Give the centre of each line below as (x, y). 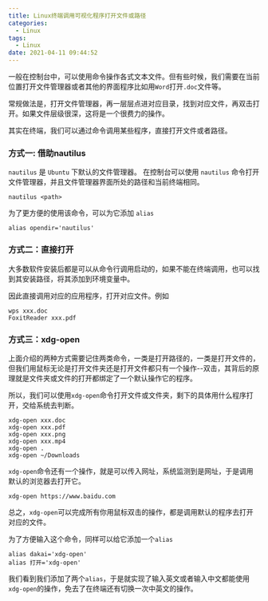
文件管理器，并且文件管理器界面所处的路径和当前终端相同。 (106, 182)
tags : (17, 38)
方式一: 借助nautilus (47, 153)
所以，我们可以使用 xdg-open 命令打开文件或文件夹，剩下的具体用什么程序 (128, 395)
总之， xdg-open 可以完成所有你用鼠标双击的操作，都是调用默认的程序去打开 (131, 511)
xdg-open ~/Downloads (44, 455)
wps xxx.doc (28, 311)
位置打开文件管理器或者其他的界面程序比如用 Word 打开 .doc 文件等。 (117, 86)
